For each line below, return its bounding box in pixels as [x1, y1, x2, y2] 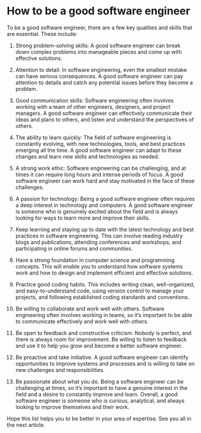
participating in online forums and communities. [15, 245, 133, 252]
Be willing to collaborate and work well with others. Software [15, 305, 165, 312]
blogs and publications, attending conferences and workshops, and [15, 238, 181, 246]
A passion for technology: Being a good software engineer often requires [15, 195, 195, 202]
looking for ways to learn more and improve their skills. [15, 214, 151, 221]
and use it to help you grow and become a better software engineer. [15, 342, 183, 349]
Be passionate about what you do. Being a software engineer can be [15, 378, 184, 385]
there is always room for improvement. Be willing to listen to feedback [15, 336, 187, 343]
